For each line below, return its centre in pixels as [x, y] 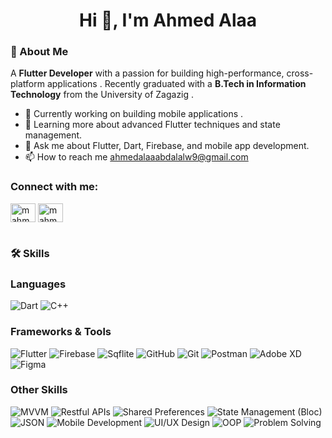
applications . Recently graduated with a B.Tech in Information [176, 84]
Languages [38, 284]
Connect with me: [54, 187]
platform [27, 84]
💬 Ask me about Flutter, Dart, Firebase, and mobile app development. [167, 146]
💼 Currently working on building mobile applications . [134, 114]
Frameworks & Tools [61, 332]
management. [53, 135]
